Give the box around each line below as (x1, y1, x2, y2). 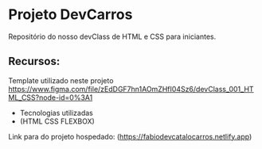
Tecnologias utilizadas (19, 108, 93, 117)
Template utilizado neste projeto (8, 75, 114, 85)
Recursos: (8, 55, 61, 68)
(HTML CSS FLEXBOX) (19, 117, 96, 126)
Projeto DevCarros (8, 6, 133, 24)
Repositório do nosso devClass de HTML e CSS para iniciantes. (8, 32, 217, 41)
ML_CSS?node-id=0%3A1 (8, 93, 93, 102)
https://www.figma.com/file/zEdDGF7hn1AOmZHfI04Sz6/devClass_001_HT (8, 84, 254, 94)
